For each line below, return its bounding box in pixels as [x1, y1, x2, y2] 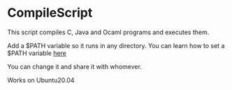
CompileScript [7, 5, 93, 21]
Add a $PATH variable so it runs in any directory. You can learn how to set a [7, 41, 225, 50]
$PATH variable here [7, 49, 66, 57]
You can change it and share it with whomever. [7, 62, 142, 70]
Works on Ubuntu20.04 [7, 75, 75, 84]
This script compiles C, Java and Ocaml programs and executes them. [7, 28, 210, 36]
